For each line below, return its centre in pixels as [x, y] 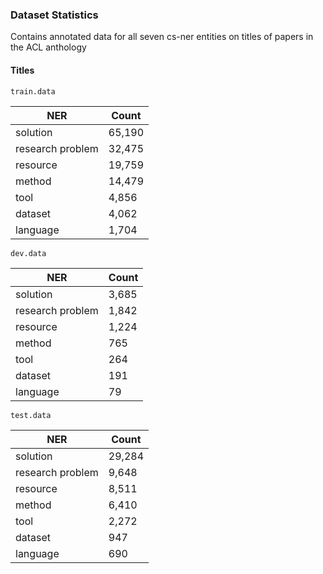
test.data [31, 415]
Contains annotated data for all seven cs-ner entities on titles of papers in [162, 37]
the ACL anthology [48, 47]
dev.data [28, 253]
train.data [33, 91]
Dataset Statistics [54, 15]
